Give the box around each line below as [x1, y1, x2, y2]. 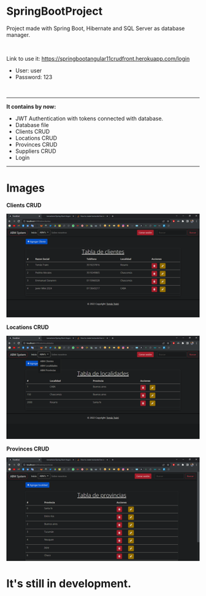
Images [6, 181, 45, 195]
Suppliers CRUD [15, 147, 56, 155]
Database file [15, 121, 49, 128]
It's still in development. [6, 577, 132, 590]
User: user [15, 66, 42, 74]
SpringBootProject [6, 4, 103, 18]
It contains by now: [6, 103, 56, 110]
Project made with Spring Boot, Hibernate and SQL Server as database [6, 25, 185, 32]
